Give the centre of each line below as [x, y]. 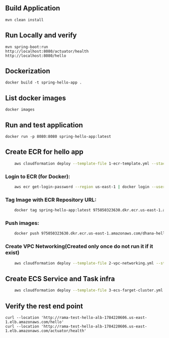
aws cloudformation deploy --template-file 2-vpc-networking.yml [84, 263]
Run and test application [44, 125]
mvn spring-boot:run [27, 47]
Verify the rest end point [44, 306]
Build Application [33, 8]
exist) [12, 252]
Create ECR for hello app [45, 152]
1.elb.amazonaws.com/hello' [35, 322]
